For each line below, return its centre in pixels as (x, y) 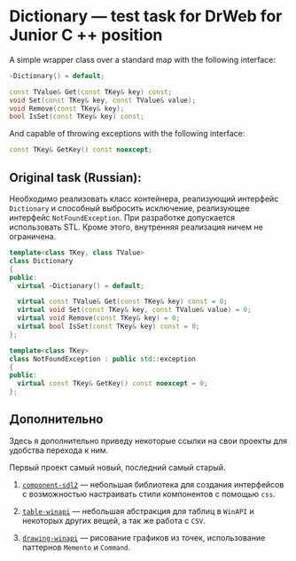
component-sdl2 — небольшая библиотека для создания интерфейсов (153, 484)
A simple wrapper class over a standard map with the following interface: (143, 59)
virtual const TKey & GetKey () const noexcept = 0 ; (113, 384)
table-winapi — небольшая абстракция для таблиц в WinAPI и (138, 510)
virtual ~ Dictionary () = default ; (81, 285)
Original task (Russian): (75, 178)
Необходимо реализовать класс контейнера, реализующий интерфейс (144, 199)
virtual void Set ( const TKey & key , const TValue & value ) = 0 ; (134, 310)
